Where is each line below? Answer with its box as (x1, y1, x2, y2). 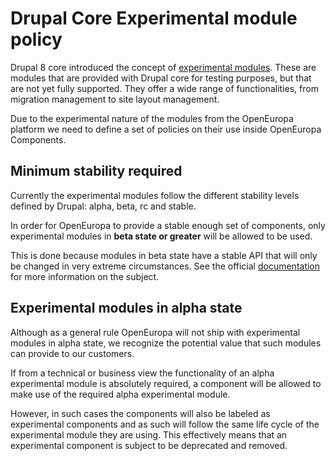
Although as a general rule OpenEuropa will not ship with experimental (10, 326, 301, 338)
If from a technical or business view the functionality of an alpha (10, 367, 275, 379)
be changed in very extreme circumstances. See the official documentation (10, 260, 321, 272)
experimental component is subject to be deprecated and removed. (10, 439, 288, 451)
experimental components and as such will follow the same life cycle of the (10, 418, 320, 430)
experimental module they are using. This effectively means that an (10, 428, 288, 441)
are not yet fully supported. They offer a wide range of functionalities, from (10, 82, 319, 94)
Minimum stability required (10, 163, 183, 180)
